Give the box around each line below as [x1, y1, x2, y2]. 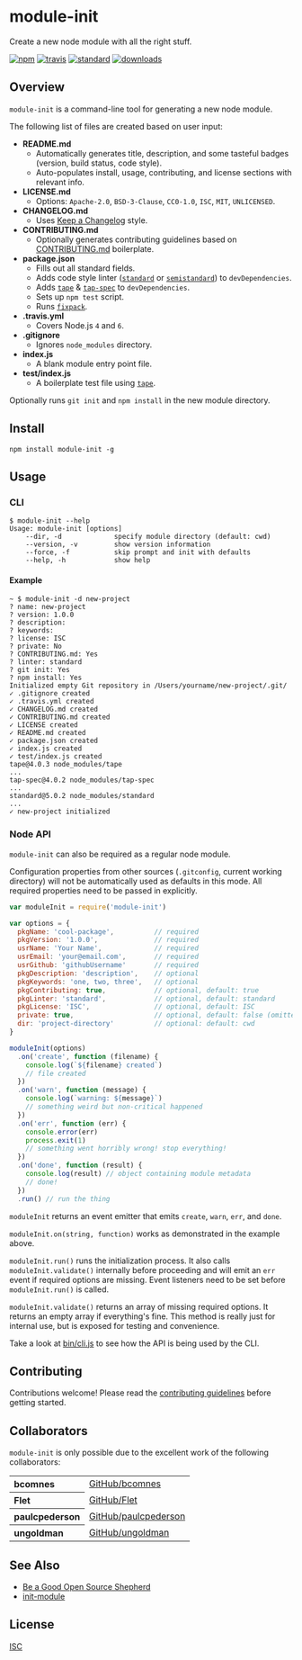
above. [9, 1237, 35, 1248]
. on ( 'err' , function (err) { [17, 1118, 127, 1128]
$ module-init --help [9, 516, 91, 525]
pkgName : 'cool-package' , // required [17, 927, 200, 937]
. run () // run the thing [17, 1194, 111, 1203]
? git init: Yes [9, 666, 70, 675]
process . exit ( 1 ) [25, 1135, 87, 1144]
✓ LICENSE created [9, 721, 78, 730]
